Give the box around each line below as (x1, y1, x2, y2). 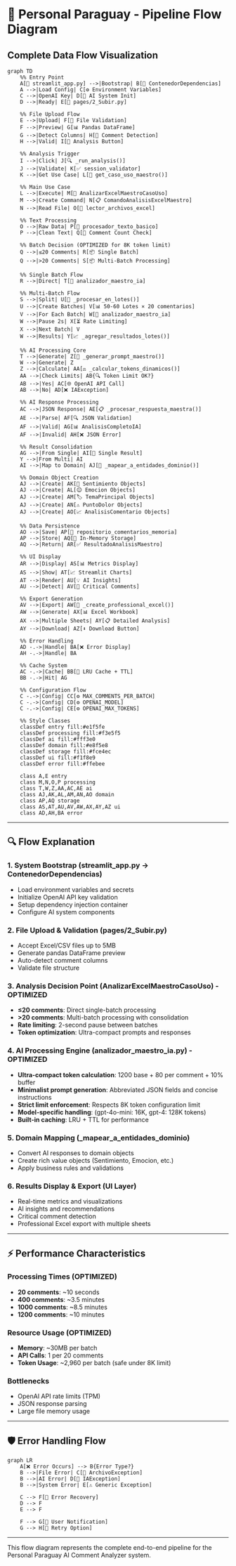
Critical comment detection (17, 1212, 96, 1220)
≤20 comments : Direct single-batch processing (17, 1006, 157, 1014)
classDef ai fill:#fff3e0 (20, 736, 96, 743)
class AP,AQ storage (20, 797, 80, 804)
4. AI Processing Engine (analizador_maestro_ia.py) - (7, 1046, 193, 1055)
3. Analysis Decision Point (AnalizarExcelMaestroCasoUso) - (7, 981, 219, 991)
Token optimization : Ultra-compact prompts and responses (17, 1028, 191, 1037)
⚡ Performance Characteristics (7, 1247, 146, 1259)
